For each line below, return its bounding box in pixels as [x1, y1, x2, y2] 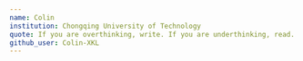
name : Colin [9, 13, 55, 22]
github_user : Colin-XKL [9, 38, 100, 48]
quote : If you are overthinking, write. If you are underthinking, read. [9, 30, 296, 39]
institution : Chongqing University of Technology [9, 22, 202, 30]
